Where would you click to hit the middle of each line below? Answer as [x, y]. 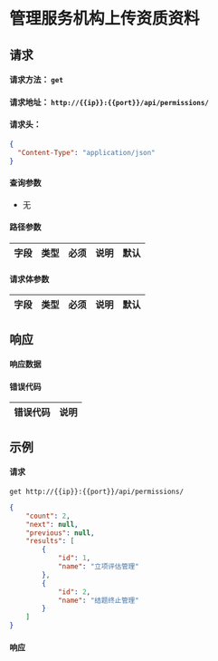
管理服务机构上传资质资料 [105, 19]
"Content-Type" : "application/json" [86, 152]
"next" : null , [52, 524]
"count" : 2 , [48, 516]
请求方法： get [36, 80]
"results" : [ [50, 541]
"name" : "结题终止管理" [98, 600]
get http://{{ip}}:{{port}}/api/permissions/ [96, 491]
